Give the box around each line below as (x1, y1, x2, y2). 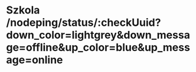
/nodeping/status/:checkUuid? (6, 16, 161, 29)
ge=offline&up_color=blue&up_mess (6, 41, 191, 54)
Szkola (6, 4, 40, 17)
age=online (6, 53, 63, 67)
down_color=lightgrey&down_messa (6, 29, 191, 42)
